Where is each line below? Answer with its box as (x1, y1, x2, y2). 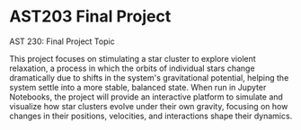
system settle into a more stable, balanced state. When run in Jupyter (9, 82, 267, 92)
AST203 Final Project (9, 6, 172, 27)
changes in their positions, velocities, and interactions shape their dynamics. (9, 110, 293, 121)
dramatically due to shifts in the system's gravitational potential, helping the (9, 72, 289, 82)
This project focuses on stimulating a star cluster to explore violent (9, 53, 256, 64)
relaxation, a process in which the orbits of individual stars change (9, 63, 255, 74)
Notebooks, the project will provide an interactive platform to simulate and (9, 91, 283, 102)
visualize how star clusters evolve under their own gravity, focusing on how (9, 100, 288, 111)
